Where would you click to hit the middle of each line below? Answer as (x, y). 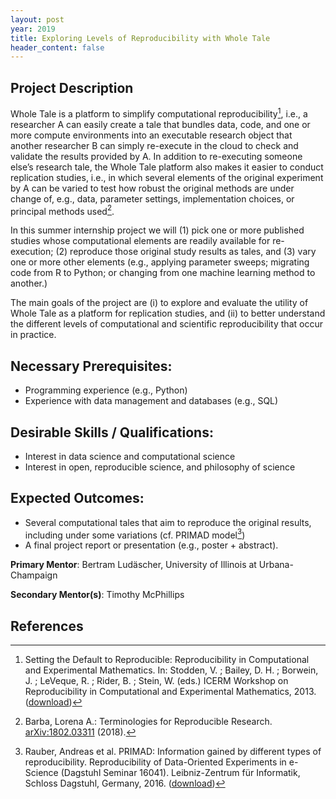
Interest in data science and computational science (130, 456)
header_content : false (57, 47)
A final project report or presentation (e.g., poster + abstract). (151, 545)
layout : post (37, 19)
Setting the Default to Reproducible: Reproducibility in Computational (167, 660)
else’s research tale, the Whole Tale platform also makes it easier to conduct (167, 167)
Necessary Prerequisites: (91, 366)
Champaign (34, 575)
